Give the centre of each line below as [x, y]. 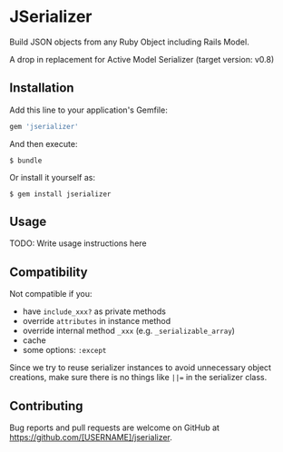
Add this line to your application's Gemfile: [88, 110]
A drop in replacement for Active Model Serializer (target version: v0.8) [142, 59]
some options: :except [64, 350]
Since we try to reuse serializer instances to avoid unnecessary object [141, 368]
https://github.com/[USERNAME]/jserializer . [91, 437]
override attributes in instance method [96, 321]
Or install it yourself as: [52, 177]
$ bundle [26, 161]
